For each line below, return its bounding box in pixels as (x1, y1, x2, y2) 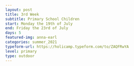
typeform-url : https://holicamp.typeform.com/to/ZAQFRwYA (5, 44, 129, 49)
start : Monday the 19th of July (5, 21, 73, 26)
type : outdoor (5, 53, 35, 59)
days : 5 (5, 30, 22, 35)
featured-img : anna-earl (5, 35, 57, 40)
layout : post (5, 7, 33, 12)
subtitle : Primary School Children (5, 16, 80, 21)
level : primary (5, 49, 37, 54)
